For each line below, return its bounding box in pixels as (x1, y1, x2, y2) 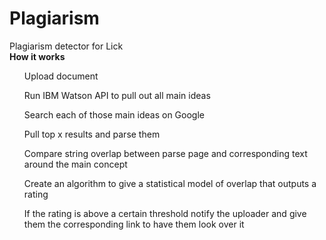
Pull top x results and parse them (23, 128, 161, 140)
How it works (9, 50, 66, 62)
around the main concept (23, 158, 128, 170)
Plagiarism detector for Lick (9, 40, 124, 52)
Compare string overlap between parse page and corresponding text (23, 147, 308, 159)
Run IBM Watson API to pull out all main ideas (23, 89, 211, 101)
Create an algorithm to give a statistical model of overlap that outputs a (23, 177, 317, 189)
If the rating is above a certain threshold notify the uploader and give (23, 207, 307, 219)
